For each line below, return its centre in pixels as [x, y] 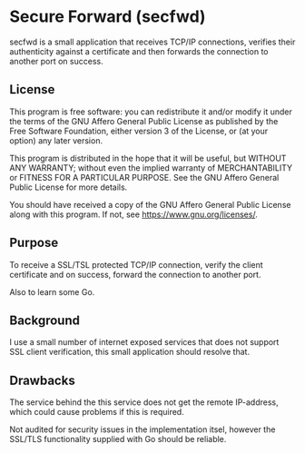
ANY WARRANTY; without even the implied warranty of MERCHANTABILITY [151, 167]
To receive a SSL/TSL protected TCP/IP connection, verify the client [136, 264]
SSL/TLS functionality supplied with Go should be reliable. [118, 439]
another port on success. [56, 61]
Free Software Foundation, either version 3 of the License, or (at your [139, 131]
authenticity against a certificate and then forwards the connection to [139, 51]
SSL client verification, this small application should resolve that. [130, 352]
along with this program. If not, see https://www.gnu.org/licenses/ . [134, 214]
